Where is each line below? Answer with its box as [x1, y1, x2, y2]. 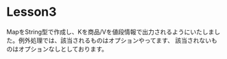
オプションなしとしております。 [18, 45, 108, 53]
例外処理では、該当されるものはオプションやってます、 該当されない [18, 36, 212, 45]
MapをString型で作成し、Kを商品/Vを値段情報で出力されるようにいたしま [6, 27, 215, 36]
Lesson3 [6, 4, 57, 20]
